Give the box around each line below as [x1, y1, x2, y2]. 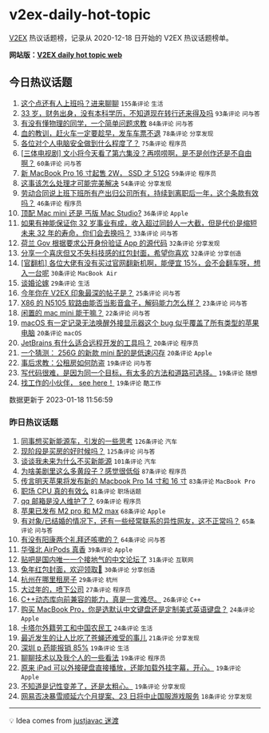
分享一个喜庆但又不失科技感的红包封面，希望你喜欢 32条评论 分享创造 [20, 248, 242, 257]
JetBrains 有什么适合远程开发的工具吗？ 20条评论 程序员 [20, 338, 199, 347]
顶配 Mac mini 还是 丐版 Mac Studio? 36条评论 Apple [20, 208, 188, 217]
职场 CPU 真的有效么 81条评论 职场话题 [20, 486, 142, 496]
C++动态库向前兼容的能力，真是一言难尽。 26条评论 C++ [20, 595, 201, 604]
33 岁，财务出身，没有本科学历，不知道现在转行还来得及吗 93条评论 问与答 [20, 108, 260, 117]
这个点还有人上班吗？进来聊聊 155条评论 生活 [20, 98, 164, 108]
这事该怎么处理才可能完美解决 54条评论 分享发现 [20, 178, 172, 188]
